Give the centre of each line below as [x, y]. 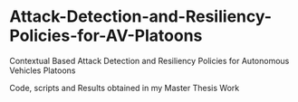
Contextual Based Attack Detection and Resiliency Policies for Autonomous [149, 60]
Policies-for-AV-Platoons [106, 36]
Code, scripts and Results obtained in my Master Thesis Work [125, 88]
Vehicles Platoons [43, 70]
